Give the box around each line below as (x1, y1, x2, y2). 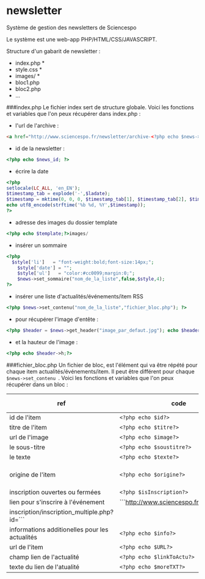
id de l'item (9, 413, 41, 422)
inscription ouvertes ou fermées (9, 487, 101, 496)
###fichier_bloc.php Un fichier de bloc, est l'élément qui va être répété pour (6, 361, 198, 369)
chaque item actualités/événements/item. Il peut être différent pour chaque (6, 367, 195, 375)
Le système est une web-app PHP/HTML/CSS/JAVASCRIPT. (6, 35, 157, 43)
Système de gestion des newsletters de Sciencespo (6, 24, 137, 31)
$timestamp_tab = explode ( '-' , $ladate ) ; (6, 190, 111, 197)
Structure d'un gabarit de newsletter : (6, 47, 101, 55)
